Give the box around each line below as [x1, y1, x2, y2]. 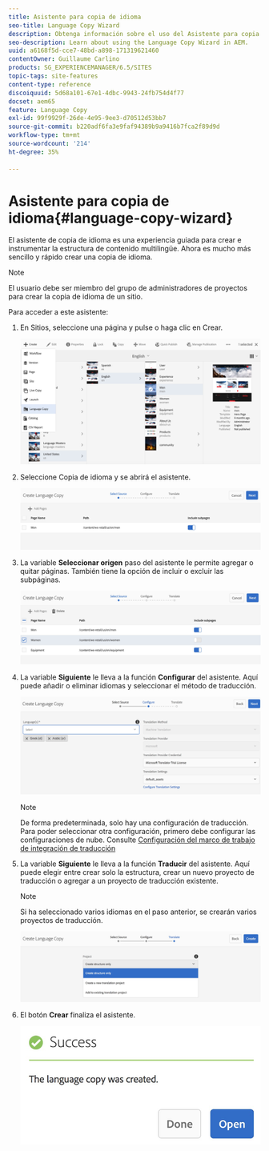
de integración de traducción [19, 843, 116, 852]
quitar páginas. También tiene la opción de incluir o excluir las [19, 566, 224, 575]
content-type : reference [8, 80, 91, 88]
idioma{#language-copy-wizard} [8, 209, 234, 227]
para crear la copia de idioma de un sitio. [8, 292, 143, 302]
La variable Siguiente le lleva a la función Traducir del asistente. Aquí [19, 859, 250, 868]
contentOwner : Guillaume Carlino [8, 55, 120, 63]
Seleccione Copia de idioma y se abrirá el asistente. [19, 472, 191, 482]
